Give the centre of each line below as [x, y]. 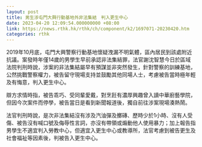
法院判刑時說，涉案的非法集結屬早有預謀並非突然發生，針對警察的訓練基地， [101, 67]
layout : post [23, 12]
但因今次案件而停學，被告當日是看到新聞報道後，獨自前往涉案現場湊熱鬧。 [98, 102]
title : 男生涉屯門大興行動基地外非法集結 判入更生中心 [67, 17]
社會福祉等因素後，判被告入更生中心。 [54, 138]
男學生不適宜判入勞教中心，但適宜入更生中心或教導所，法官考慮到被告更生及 [101, 131]
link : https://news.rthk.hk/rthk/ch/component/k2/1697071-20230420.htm [98, 29]
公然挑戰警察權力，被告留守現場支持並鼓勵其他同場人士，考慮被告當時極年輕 [101, 75]
